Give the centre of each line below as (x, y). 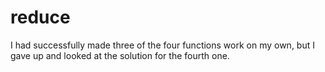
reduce (40, 17)
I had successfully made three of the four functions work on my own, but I (162, 45)
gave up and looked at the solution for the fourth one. (120, 55)
